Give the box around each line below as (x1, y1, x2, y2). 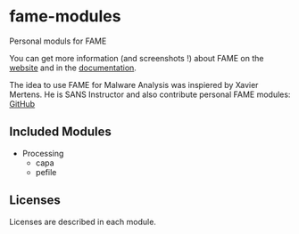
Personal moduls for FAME (9, 36, 107, 46)
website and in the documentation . (9, 62, 137, 73)
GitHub (9, 98, 36, 109)
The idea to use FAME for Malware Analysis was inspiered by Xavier (9, 79, 259, 90)
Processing (21, 148, 64, 158)
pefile (35, 166, 57, 177)
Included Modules (9, 125, 112, 140)
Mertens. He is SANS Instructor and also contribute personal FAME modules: (9, 89, 291, 100)
